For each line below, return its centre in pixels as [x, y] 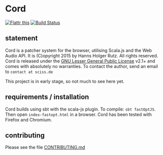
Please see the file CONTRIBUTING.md [45, 147]
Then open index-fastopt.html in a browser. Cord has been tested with [79, 114]
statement [22, 38]
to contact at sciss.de [29, 71]
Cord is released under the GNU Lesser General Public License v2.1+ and [80, 61]
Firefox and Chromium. [29, 119]
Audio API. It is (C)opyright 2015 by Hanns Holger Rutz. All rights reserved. [82, 55]
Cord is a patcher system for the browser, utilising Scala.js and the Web [79, 50]
